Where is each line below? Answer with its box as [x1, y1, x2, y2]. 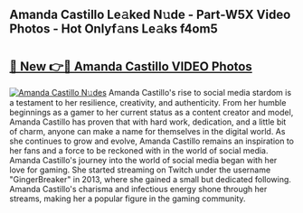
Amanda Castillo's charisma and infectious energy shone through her [9, 184, 268, 194]
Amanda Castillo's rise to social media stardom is [108, 88, 292, 97]
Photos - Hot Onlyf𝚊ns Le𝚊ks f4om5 [9, 22, 219, 37]
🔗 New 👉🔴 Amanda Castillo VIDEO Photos [9, 59, 253, 74]
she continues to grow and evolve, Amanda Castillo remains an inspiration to [9, 135, 295, 146]
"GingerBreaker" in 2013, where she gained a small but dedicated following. [9, 174, 292, 184]
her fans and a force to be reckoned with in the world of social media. [9, 145, 269, 156]
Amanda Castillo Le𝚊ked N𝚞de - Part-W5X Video [9, 7, 291, 23]
